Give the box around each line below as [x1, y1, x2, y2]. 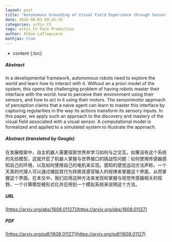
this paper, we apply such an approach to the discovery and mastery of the [5, 113, 164, 119]
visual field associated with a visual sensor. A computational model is [5, 118, 151, 125]
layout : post [5, 7, 33, 13]
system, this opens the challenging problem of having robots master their [5, 86, 160, 92]
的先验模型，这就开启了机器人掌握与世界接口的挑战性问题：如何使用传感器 [5, 155, 162, 162]
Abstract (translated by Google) [5, 135, 75, 142]
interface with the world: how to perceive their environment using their [5, 91, 154, 97]
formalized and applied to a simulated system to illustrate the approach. [5, 124, 157, 130]
